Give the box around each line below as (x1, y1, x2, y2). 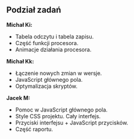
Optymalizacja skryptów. (15, 82, 78, 90)
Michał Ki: (6, 21, 32, 28)
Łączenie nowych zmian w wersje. (15, 69, 102, 77)
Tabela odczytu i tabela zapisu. (15, 33, 94, 40)
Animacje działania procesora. (15, 46, 92, 53)
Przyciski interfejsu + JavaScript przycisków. (15, 119, 128, 126)
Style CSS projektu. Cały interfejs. (15, 112, 101, 119)
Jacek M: (6, 94, 31, 101)
